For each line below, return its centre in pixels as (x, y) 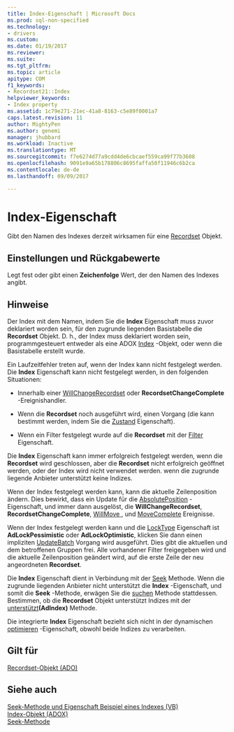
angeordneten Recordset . (44, 565)
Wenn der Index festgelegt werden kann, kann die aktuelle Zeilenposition (112, 492)
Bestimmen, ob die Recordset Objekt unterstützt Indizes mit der (99, 601)
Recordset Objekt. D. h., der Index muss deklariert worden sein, (99, 336)
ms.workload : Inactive (40, 144)
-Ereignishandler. (42, 401)
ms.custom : (23, 40)
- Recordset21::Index (39, 92)
